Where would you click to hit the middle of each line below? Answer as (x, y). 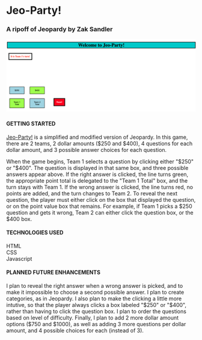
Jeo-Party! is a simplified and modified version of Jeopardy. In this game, (97, 137)
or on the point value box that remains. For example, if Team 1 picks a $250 (99, 206)
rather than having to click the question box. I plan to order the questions (96, 311)
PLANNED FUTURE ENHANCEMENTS (54, 272)
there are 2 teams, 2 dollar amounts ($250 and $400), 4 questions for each (99, 143)
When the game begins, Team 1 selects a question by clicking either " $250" (100, 161)
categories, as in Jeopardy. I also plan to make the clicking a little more (94, 299)
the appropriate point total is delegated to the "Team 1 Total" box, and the (97, 180)
